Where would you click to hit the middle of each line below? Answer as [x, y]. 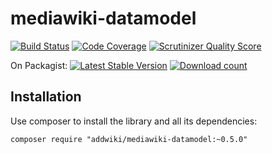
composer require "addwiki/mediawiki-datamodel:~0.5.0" [129, 139]
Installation [46, 97]
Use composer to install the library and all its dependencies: [134, 121]
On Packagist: [39, 65]
